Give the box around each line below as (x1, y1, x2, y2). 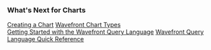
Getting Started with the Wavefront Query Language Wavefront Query (7, 28, 204, 36)
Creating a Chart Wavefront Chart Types (7, 21, 121, 29)
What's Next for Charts (7, 5, 86, 15)
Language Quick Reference (7, 35, 84, 43)
